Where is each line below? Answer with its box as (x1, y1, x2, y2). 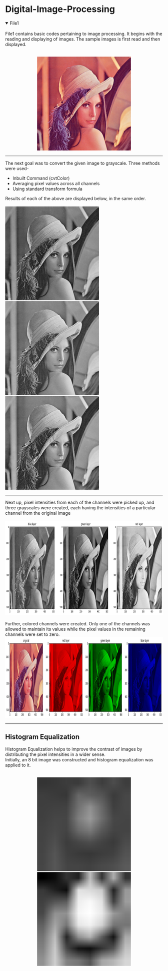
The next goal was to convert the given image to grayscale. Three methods (5, 160, 160, 166)
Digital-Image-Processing (5, 4, 115, 15)
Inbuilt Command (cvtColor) (12, 175, 70, 181)
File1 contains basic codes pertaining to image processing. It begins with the (5, 31, 162, 37)
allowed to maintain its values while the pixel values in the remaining (5, 626, 146, 632)
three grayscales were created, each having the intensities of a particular (5, 504, 156, 511)
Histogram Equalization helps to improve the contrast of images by (5, 746, 142, 752)
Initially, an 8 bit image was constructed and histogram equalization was (5, 756, 153, 762)
